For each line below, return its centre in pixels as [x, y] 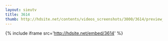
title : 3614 [17, 14]
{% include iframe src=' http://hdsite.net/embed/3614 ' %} [64, 33]
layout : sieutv [21, 10]
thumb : [12, 19]
